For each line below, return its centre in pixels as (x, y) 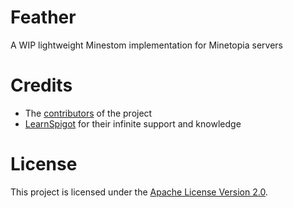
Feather (43, 17)
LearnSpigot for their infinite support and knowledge (133, 123)
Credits (41, 85)
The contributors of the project (88, 113)
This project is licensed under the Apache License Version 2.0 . (139, 192)
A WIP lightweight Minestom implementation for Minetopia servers (146, 45)
